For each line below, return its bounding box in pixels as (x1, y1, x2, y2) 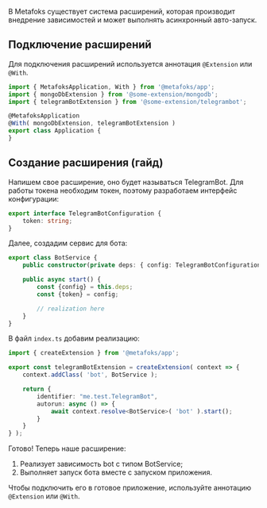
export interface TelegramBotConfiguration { (8, 210, 161, 217)
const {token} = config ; (37, 290, 119, 298)
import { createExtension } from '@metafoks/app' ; (8, 349, 180, 357)
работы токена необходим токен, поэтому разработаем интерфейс (8, 186, 238, 195)
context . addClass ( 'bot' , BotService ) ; (22, 371, 158, 379)
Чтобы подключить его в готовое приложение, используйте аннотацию (8, 483, 252, 493)
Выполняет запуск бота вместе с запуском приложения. (19, 468, 213, 477)
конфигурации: (8, 194, 60, 203)
